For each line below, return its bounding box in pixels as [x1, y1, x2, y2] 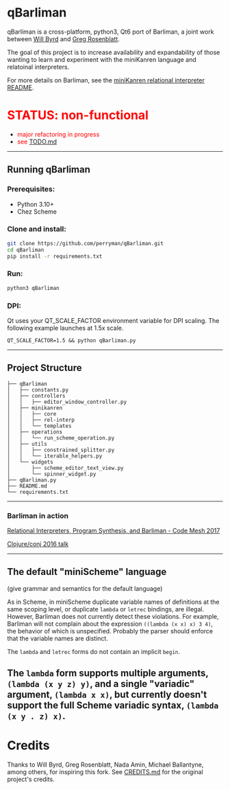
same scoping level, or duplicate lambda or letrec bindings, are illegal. [7, 605, 204, 613]
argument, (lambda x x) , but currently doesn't [7, 689, 207, 701]
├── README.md [7, 482, 48, 489]
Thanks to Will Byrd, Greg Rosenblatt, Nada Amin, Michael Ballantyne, [7, 760, 204, 769]
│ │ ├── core [7, 410, 57, 417]
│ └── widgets [7, 458, 53, 465]
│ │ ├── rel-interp [7, 416, 75, 423]
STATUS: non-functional [7, 108, 149, 123]
